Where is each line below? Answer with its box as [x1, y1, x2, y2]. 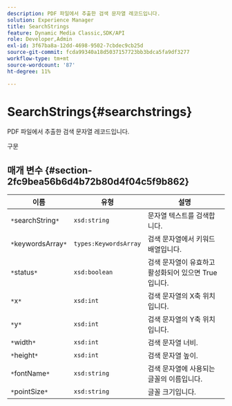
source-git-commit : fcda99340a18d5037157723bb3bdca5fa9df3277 [7, 49, 190, 56]
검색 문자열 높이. [147, 351, 198, 360]
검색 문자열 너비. [147, 338, 198, 348]
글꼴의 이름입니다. [147, 374, 203, 384]
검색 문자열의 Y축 [147, 315, 202, 324]
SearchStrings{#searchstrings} [7, 104, 193, 120]
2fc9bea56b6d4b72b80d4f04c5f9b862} [7, 176, 190, 187]
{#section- [44, 164, 93, 176]
